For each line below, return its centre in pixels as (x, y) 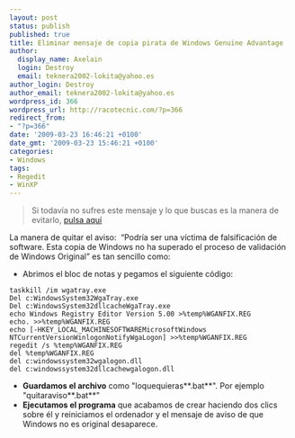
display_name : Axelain (60, 59)
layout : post (34, 18)
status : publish (40, 26)
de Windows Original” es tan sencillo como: (90, 256)
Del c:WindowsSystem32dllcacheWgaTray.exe (90, 307)
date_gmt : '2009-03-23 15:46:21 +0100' (84, 143)
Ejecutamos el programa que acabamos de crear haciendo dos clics (150, 405)
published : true (40, 34)
